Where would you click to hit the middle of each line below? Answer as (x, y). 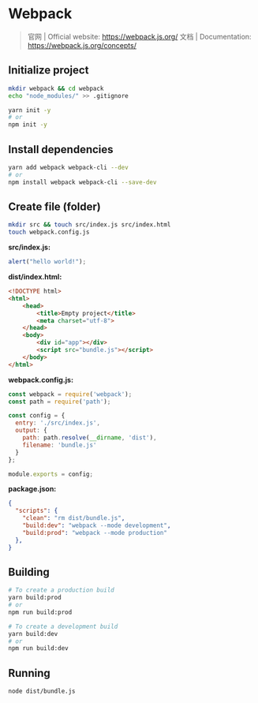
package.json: (32, 489)
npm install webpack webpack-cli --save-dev (82, 182)
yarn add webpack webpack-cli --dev (68, 167)
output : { (31, 431)
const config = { (37, 416)
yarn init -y (30, 110)
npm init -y (28, 125)
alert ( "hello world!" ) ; (47, 262)
